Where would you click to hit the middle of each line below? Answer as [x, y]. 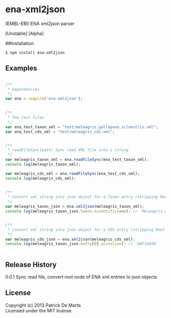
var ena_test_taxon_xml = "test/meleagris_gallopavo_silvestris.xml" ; [82, 127]
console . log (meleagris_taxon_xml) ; [43, 164]
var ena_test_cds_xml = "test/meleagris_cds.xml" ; [60, 132]
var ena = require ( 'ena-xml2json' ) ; [44, 99]
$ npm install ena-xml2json [35, 53]
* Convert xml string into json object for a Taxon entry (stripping [83, 197]
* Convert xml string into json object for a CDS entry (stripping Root [86, 230]
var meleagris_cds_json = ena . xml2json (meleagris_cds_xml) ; [70, 239]
